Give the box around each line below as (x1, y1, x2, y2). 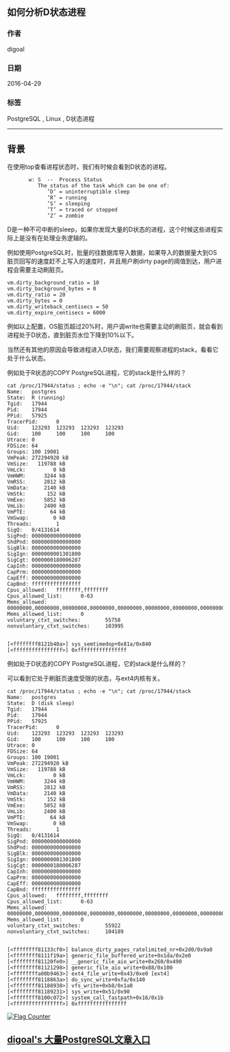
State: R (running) (7, 394, 66, 402)
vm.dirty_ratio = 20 (7, 291, 66, 299)
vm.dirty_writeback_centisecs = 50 (7, 304, 109, 310)
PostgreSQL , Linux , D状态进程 (7, 115, 94, 123)
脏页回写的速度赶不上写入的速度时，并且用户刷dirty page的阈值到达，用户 (7, 257, 216, 266)
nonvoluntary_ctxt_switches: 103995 (7, 623, 125, 630)
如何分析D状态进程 (7, 6, 86, 19)
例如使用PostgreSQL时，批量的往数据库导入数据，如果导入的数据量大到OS (7, 249, 218, 257)
